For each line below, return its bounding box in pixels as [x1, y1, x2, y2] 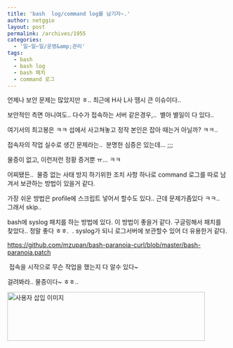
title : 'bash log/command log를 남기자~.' [7, 10, 131, 18]
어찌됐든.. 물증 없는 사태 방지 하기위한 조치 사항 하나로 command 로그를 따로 [7, 170, 219, 179]
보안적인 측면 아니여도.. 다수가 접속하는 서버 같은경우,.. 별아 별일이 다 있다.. [7, 110, 214, 120]
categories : [7, 37, 42, 44]
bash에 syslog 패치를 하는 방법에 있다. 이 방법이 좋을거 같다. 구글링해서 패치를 [7, 218, 222, 226]
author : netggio [7, 17, 55, 24]
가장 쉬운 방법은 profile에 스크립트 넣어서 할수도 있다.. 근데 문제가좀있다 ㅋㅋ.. [7, 194, 220, 202]
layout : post [7, 23, 46, 30]
